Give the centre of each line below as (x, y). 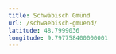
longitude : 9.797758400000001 (58, 38)
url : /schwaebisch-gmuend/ (53, 23)
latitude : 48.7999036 (44, 30)
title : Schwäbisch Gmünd (49, 15)
